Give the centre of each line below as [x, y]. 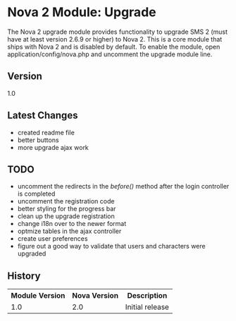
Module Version [38, 296]
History [24, 276]
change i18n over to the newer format [72, 224]
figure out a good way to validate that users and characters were [111, 246]
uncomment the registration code [66, 201]
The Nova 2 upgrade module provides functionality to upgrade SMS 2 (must [117, 32]
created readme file [46, 132]
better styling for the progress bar [67, 209]
